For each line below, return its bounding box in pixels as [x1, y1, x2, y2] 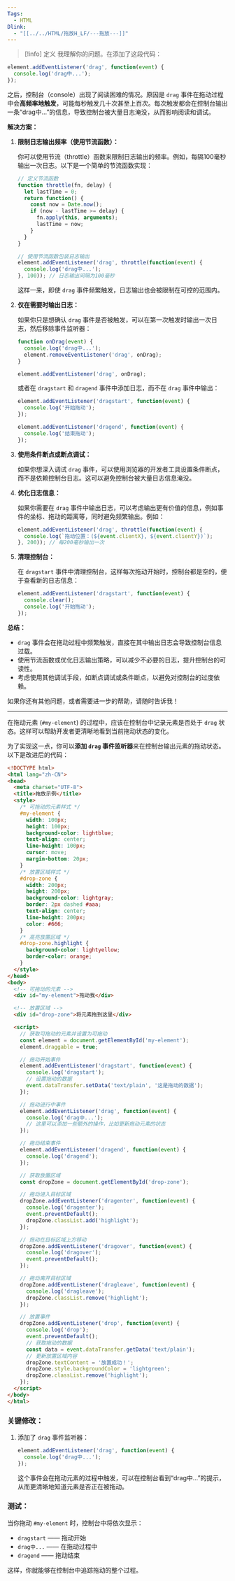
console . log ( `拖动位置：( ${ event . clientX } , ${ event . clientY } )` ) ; [24, 532, 213, 539]
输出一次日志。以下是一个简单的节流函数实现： [17, 161, 152, 169]
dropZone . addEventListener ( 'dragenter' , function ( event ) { [20, 1198, 196, 1205]
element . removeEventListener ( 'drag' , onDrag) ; [24, 351, 162, 358]
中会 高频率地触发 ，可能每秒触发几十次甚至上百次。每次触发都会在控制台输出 [7, 99, 228, 107]
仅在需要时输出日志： [17, 301, 79, 309]
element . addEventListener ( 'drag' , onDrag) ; [17, 370, 147, 378]
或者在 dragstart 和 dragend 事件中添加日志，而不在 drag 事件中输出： [17, 384, 220, 392]
